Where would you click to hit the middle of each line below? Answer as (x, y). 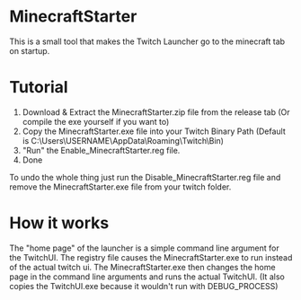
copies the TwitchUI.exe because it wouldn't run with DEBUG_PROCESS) (144, 286)
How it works (59, 223)
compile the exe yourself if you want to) (96, 121)
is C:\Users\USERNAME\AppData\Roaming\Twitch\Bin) (123, 140)
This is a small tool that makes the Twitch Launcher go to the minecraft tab (147, 41)
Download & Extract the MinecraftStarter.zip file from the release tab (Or (156, 112)
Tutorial (39, 88)
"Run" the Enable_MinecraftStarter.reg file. (101, 150)
